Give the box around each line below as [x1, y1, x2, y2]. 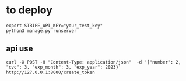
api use [6, 44, 33, 54]
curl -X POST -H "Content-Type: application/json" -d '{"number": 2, [6, 59, 181, 65]
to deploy [6, 3, 52, 17]
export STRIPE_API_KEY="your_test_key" [6, 23, 103, 29]
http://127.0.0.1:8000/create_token [6, 69, 95, 75]
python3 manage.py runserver [6, 27, 77, 34]
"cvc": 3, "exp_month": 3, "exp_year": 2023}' [6, 64, 121, 70]
